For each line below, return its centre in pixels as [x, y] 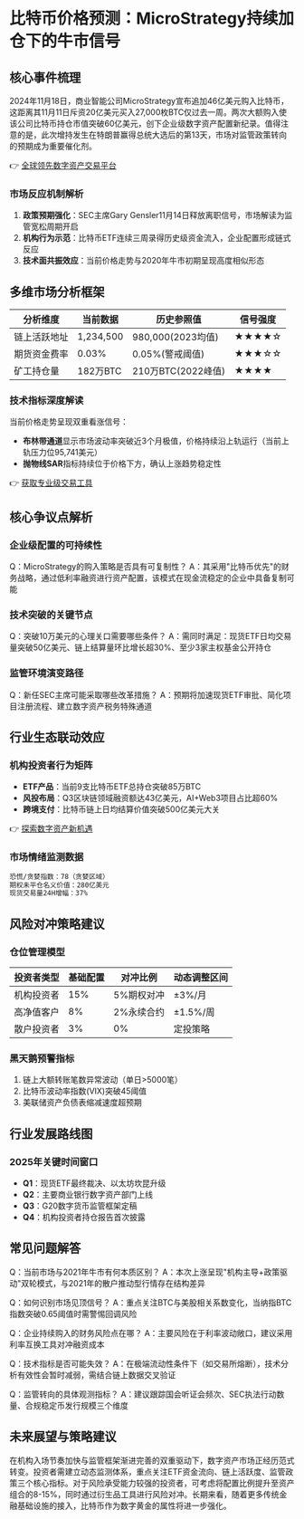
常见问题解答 [45, 1249]
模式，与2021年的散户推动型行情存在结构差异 [121, 1283]
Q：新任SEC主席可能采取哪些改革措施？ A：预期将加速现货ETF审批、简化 [146, 694]
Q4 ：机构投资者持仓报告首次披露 [84, 1217]
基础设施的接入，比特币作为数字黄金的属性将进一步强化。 [124, 1505]
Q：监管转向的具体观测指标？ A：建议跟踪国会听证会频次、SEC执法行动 [143, 1394]
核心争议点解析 [51, 517]
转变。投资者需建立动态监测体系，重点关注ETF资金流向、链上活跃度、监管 [147, 1471]
